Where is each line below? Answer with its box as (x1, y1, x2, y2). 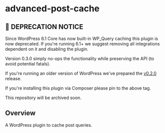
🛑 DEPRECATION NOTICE (5, 23, 83, 31)
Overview (5, 109, 36, 117)
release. (5, 76, 22, 81)
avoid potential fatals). (5, 61, 50, 66)
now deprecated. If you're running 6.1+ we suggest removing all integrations (5, 41, 160, 47)
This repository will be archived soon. (5, 95, 82, 100)
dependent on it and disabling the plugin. (5, 46, 89, 52)
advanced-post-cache (5, 3, 100, 14)
